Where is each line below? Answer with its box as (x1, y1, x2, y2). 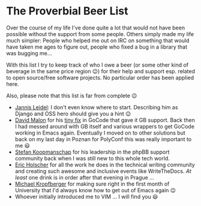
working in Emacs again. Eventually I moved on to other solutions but (14, 129, 186, 136)
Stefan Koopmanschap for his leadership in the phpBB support (14, 148, 170, 156)
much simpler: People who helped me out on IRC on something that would (6, 37, 190, 44)
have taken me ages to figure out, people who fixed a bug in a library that (6, 43, 188, 50)
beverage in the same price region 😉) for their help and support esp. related (6, 67, 196, 74)
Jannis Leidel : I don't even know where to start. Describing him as (14, 103, 178, 111)
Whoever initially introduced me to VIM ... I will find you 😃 (14, 193, 158, 200)
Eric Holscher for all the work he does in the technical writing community (14, 161, 195, 168)
